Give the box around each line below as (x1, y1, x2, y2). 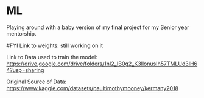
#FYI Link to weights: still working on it (6, 42, 104, 49)
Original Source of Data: (6, 78, 67, 85)
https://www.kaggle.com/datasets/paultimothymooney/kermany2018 (6, 84, 179, 91)
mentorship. (6, 30, 37, 37)
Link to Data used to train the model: (6, 53, 97, 60)
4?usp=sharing (6, 66, 44, 73)
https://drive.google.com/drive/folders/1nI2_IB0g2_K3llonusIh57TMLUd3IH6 (6, 60, 198, 67)
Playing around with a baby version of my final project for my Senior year (6, 24, 190, 31)
